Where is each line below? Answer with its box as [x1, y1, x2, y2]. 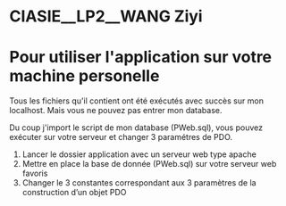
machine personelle [9, 66, 160, 87]
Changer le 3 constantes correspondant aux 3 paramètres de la [21, 177, 257, 188]
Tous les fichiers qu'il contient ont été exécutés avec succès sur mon [9, 95, 264, 106]
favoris [21, 168, 48, 179]
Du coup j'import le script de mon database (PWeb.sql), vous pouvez [9, 122, 264, 133]
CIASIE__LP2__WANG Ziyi [9, 6, 203, 27]
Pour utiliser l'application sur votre [9, 47, 273, 68]
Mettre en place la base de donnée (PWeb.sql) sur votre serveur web [21, 159, 277, 169]
